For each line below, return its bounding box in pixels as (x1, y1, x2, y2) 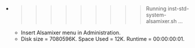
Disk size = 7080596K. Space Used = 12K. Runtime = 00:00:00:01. (20, 36, 185, 42)
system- (145, 11, 166, 18)
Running (145, 5, 167, 12)
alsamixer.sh (145, 18, 177, 24)
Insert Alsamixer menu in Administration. (20, 29, 121, 36)
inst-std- (167, 5, 190, 12)
